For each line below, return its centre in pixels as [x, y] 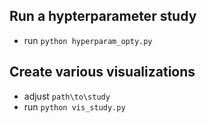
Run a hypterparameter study [103, 16]
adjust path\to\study [67, 96]
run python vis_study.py [74, 106]
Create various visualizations [102, 72]
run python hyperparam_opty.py [88, 40]
